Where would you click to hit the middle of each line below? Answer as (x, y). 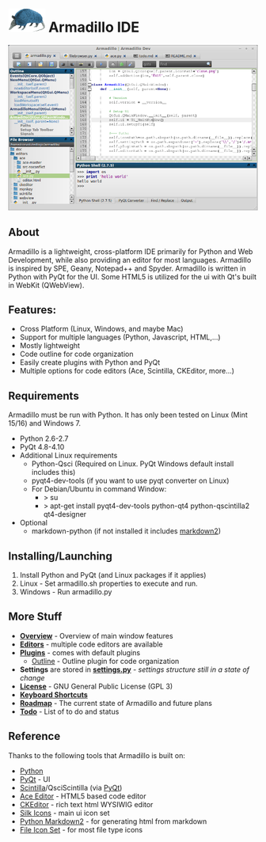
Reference (34, 736)
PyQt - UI (35, 779)
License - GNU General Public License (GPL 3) (96, 686)
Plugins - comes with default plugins (80, 652)
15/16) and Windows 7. (45, 423)
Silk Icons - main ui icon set (65, 813)
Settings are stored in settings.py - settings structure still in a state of (135, 669)
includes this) (53, 472)
